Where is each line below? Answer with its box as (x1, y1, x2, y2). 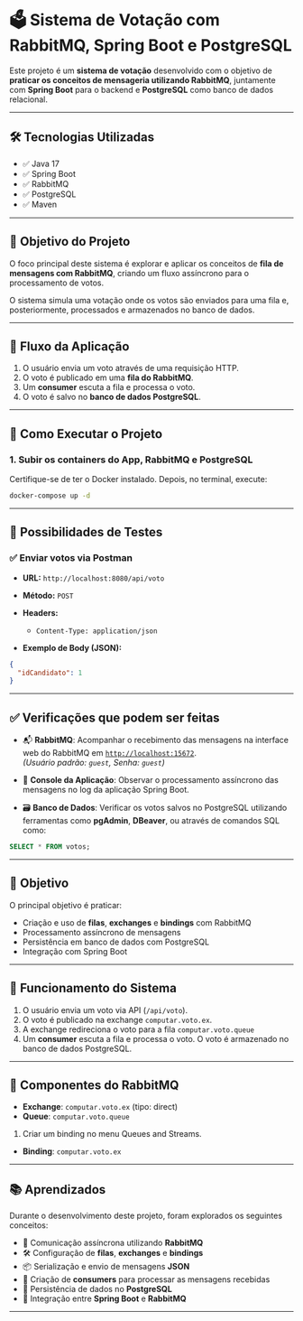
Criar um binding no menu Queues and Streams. (22, 1129, 202, 1140)
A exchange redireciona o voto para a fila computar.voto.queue (22, 1024, 255, 1035)
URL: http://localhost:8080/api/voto (22, 572, 165, 583)
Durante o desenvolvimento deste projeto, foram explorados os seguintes (9, 1210, 282, 1222)
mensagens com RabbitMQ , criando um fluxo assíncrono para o (9, 267, 250, 278)
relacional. (9, 94, 48, 105)
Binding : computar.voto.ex (22, 1146, 122, 1157)
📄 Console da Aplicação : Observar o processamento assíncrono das (22, 775, 280, 786)
